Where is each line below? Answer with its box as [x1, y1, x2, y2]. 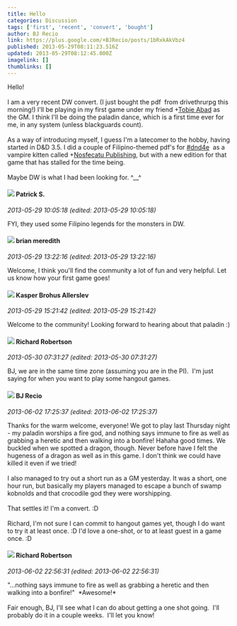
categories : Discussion [7, 17, 78, 24]
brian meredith [16, 237, 61, 245]
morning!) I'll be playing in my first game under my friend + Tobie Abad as [7, 105, 221, 113]
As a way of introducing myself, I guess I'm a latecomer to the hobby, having [7, 135, 230, 144]
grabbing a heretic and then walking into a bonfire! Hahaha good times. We [7, 436, 226, 445]
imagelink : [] [7, 57, 50, 64]
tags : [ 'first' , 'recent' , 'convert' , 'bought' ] [7, 23, 154, 30]
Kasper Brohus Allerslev [16, 291, 89, 299]
